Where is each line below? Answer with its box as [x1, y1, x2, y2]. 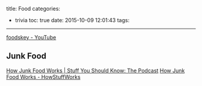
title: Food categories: [6, 5, 61, 12]
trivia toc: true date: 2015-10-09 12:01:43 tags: [14, 17, 130, 23]
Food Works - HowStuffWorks [6, 73, 81, 80]
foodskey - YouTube [6, 34, 57, 41]
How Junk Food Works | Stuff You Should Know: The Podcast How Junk [6, 67, 185, 74]
